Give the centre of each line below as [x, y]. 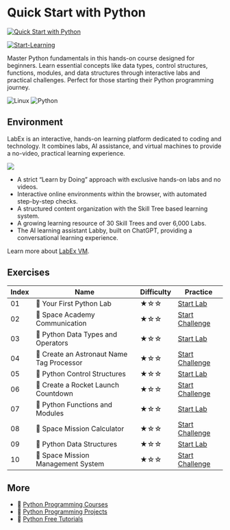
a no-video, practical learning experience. [66, 153]
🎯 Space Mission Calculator [80, 429]
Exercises [28, 273]
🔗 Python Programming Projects [62, 511]
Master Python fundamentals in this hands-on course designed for [101, 58]
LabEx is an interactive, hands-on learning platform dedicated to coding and [114, 138]
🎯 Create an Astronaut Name [82, 354]
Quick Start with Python [76, 13]
